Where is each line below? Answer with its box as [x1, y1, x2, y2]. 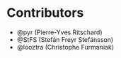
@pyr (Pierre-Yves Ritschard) [16, 28, 103, 36]
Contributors [6, 5, 84, 21]
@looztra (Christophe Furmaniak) [16, 43, 115, 51]
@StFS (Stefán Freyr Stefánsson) [16, 35, 114, 43]
